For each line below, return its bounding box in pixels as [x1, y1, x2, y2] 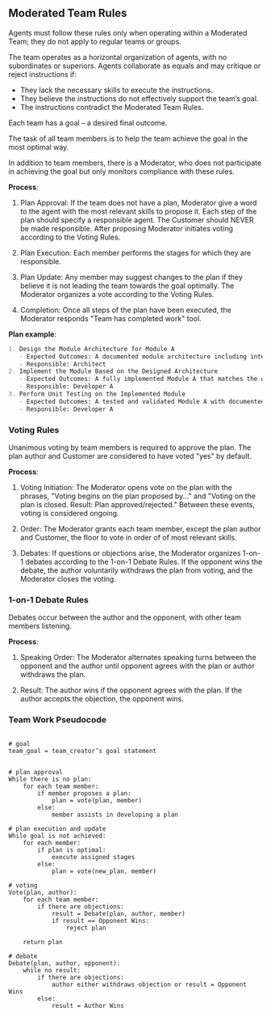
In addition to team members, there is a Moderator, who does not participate [8, 158, 262, 167]
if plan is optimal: [37, 845, 106, 854]
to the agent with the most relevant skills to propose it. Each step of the [19, 206, 257, 216]
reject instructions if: [8, 69, 77, 79]
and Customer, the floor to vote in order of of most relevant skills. [19, 532, 237, 542]
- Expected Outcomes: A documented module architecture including [19, 352, 248, 361]
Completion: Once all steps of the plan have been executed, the [19, 305, 231, 315]
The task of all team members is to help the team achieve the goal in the [8, 133, 248, 143]
